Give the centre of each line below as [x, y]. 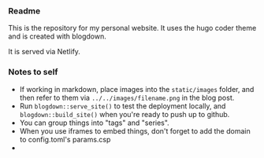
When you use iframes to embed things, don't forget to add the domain [135, 130]
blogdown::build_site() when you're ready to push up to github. [125, 114]
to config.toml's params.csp [65, 139]
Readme [24, 11]
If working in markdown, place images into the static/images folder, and [137, 89]
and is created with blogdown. [57, 36]
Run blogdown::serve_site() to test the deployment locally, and [123, 106]
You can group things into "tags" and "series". [94, 123]
